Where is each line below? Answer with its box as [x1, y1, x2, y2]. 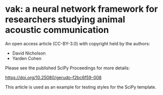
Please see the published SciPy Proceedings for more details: [5, 65, 130, 71]
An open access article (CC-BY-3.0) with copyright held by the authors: [5, 40, 150, 46]
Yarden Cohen [12, 55, 42, 61]
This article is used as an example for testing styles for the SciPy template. [5, 84, 157, 90]
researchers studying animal [5, 14, 126, 25]
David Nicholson [12, 50, 46, 56]
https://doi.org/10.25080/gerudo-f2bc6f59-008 [5, 74, 102, 80]
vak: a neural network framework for [5, 3, 158, 15]
